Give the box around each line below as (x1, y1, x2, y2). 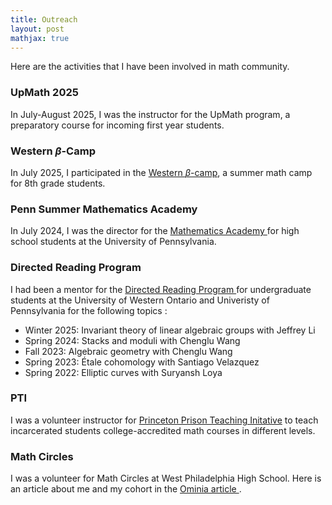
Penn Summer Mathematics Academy (10, 202, 198, 216)
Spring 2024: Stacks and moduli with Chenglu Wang (24, 334, 241, 346)
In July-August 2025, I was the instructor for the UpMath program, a (10, 108, 291, 120)
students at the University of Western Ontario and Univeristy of (10, 294, 270, 306)
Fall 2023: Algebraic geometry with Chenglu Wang (24, 345, 233, 357)
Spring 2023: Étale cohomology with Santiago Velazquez (24, 356, 260, 368)
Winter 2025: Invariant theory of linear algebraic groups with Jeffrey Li (24, 324, 316, 336)
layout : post (10, 24, 65, 34)
